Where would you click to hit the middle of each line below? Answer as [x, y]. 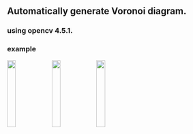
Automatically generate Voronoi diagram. [97, 11]
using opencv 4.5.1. [40, 31]
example [21, 49]
